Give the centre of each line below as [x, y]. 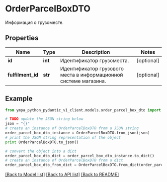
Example [19, 99]
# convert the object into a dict [41, 151]
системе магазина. [83, 81]
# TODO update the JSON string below [44, 119]
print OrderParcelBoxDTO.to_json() [42, 142]
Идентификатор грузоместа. [95, 60]
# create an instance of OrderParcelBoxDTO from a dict [64, 160]
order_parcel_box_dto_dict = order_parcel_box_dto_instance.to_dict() [80, 156]
